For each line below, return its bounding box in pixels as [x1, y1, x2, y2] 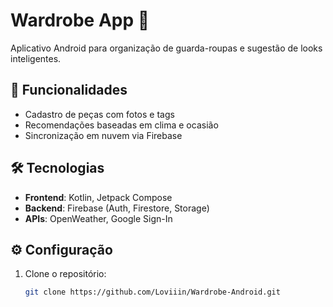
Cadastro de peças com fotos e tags [24, 108, 175, 120]
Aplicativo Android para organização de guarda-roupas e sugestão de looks [10, 42, 323, 54]
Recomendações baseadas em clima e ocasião [24, 119, 219, 131]
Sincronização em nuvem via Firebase [24, 129, 183, 141]
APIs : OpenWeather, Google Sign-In [24, 212, 173, 224]
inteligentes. [10, 52, 62, 64]
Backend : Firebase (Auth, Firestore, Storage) [24, 202, 210, 214]
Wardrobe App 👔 [10, 9, 150, 32]
